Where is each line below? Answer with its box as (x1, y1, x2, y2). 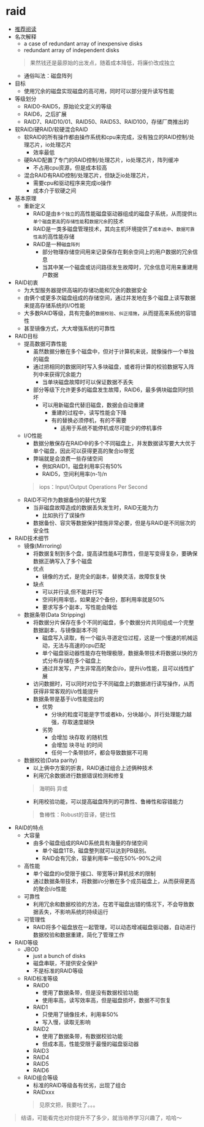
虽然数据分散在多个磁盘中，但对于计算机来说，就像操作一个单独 (32, 347, 194, 355)
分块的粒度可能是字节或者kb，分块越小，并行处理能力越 (51, 710, 192, 718)
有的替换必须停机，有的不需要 (51, 417, 127, 424)
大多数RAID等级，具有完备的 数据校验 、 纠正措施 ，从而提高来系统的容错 (23, 309, 197, 317)
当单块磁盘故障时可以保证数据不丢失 (42, 378, 134, 385)
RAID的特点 (14, 824, 44, 831)
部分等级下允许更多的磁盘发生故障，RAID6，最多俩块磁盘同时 (32, 386, 189, 393)
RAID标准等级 (23, 974, 59, 982)
